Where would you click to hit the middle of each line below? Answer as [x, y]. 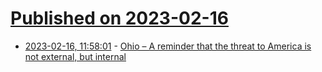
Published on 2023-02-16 [119, 18]
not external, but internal [75, 56]
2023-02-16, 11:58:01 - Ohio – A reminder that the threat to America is [168, 46]
